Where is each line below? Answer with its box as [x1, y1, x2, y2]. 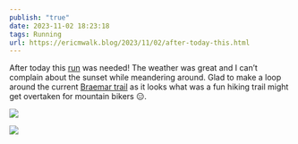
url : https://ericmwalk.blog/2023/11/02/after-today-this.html [9, 38, 251, 47]
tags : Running [9, 30, 63, 38]
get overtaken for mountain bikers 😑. [9, 91, 148, 102]
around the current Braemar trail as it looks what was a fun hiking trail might [9, 81, 289, 92]
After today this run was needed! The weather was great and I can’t [9, 63, 258, 73]
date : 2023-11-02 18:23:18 [9, 21, 110, 30]
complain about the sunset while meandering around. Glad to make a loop [9, 72, 282, 83]
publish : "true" [9, 13, 70, 22]
